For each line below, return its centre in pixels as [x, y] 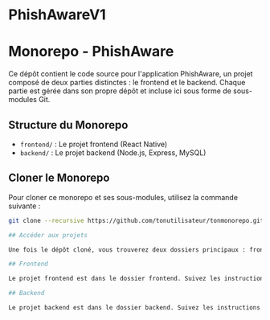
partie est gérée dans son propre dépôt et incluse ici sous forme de [120, 91]
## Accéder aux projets [48, 235]
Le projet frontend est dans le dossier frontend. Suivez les [115, 279]
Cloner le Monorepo [59, 178]
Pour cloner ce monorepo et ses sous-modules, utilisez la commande [123, 197]
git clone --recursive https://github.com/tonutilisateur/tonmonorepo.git [136, 220]
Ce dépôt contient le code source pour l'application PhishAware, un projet [131, 74]
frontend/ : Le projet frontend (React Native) [94, 144]
